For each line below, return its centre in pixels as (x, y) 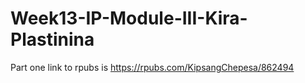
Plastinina (52, 39)
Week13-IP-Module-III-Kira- (129, 18)
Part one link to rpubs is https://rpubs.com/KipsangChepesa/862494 (152, 67)
